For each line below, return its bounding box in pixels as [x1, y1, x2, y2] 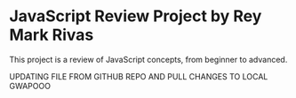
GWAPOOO [9, 80, 52, 91]
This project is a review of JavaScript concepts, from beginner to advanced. [9, 54, 288, 64]
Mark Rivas [9, 25, 94, 45]
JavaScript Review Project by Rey [9, 6, 262, 26]
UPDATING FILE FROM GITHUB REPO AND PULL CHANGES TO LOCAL [9, 71, 268, 81]
